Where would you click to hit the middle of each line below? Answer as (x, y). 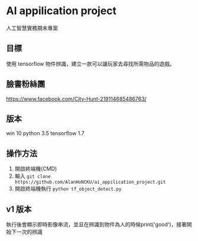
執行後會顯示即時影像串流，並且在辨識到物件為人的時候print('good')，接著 (97, 224)
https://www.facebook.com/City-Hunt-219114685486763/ (76, 99)
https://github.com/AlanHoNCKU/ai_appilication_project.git (90, 182)
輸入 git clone (33, 176)
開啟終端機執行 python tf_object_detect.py (68, 189)
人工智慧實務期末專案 (32, 28)
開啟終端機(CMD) (36, 169)
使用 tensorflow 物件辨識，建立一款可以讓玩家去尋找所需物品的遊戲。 (91, 64)
